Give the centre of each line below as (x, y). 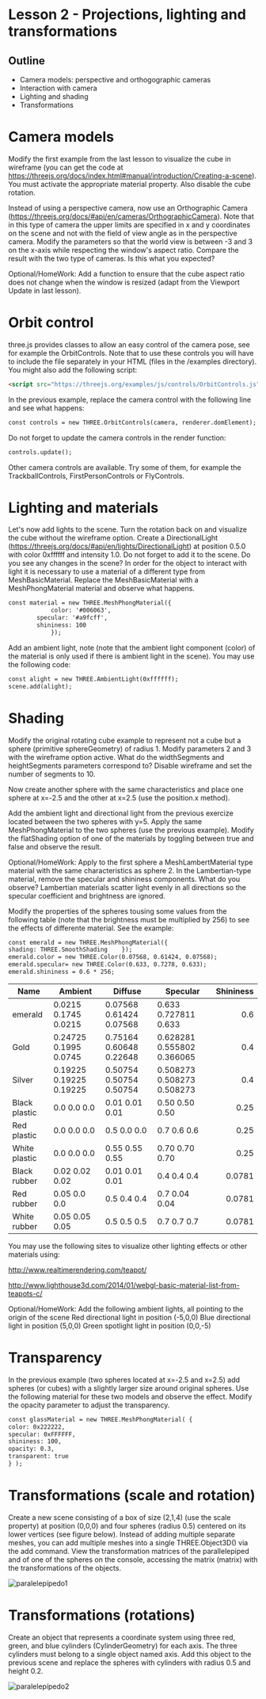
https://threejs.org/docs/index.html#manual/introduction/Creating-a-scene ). (133, 175)
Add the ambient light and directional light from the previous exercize (121, 813)
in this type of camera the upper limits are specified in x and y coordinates (129, 224)
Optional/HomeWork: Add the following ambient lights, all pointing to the (126, 1308)
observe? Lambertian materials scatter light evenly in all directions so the (127, 887)
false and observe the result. (55, 846)
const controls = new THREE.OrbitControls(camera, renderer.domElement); (133, 422)
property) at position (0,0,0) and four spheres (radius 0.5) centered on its (127, 1525)
